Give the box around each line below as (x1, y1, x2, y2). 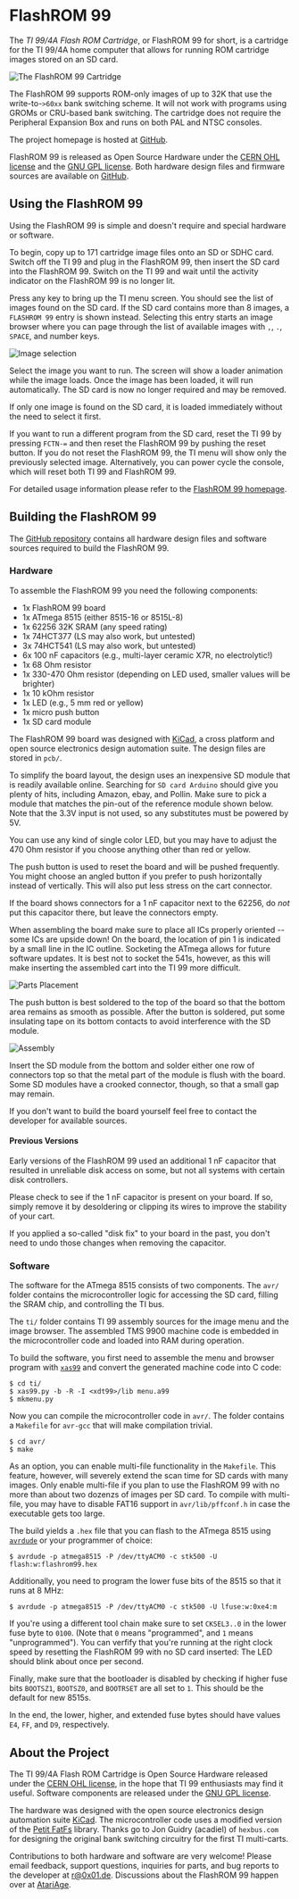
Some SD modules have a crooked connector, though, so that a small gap (9, 1079, 279, 1089)
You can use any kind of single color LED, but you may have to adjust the (9, 834, 278, 845)
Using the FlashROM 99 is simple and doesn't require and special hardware (9, 220, 287, 230)
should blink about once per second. (9, 1656, 145, 1667)
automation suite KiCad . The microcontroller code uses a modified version (9, 1814, 283, 1826)
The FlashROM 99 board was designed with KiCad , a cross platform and (9, 733, 275, 744)
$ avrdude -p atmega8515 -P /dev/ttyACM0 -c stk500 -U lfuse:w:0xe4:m (9, 1603, 278, 1612)
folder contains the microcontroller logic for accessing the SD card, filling (9, 1289, 278, 1300)
